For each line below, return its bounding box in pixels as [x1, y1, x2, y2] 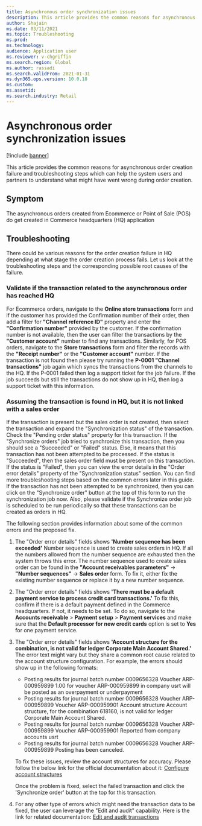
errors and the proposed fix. [6, 526, 77, 533]
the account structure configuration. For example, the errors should [14, 657, 183, 664]
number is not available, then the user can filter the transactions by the [6, 331, 182, 338]
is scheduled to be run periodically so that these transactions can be [6, 501, 177, 509]
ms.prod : [6, 37, 28, 43]
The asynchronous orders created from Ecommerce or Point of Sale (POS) [6, 209, 191, 217]
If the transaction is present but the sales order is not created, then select [6, 418, 189, 425]
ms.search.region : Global [6, 59, 71, 65]
